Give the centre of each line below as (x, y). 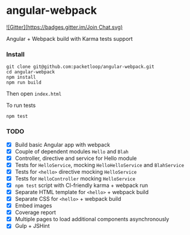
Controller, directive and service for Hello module (76, 158)
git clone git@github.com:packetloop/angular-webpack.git (80, 67)
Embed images (33, 206)
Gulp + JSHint (32, 226)
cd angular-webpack (31, 72)
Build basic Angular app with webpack (62, 144)
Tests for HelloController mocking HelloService (75, 179)
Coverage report (35, 212)
